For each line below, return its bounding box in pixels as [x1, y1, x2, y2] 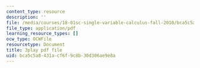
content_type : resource [6, 8, 65, 15]
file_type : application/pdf [6, 25, 76, 31]
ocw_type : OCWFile [6, 36, 52, 42]
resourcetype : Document [6, 42, 65, 48]
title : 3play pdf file [6, 47, 62, 53]
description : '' [6, 14, 46, 20]
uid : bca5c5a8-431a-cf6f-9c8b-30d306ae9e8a [6, 53, 116, 59]
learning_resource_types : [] [6, 31, 79, 37]
